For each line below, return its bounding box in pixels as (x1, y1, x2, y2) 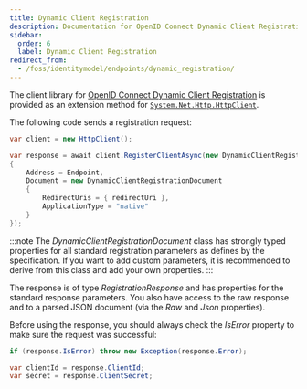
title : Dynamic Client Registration (9, 13, 149, 23)
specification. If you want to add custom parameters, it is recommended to (9, 255, 291, 266)
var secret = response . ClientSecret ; (9, 372, 153, 381)
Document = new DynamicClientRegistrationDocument (26, 176, 223, 185)
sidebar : (9, 30, 43, 39)
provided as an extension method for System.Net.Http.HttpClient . (9, 99, 259, 110)
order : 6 (17, 38, 51, 48)
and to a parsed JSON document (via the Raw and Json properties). (9, 301, 266, 312)
